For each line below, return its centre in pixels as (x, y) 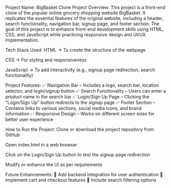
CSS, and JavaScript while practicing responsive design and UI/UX (76, 35)
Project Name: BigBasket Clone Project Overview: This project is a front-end (86, 7)
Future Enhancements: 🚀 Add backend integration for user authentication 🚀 (84, 174)
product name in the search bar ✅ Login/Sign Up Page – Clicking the (77, 97)
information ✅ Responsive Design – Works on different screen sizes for (80, 114)
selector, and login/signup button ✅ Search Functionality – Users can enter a (86, 91)
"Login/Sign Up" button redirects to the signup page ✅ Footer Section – (80, 102)
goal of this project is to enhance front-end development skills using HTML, (85, 29)
